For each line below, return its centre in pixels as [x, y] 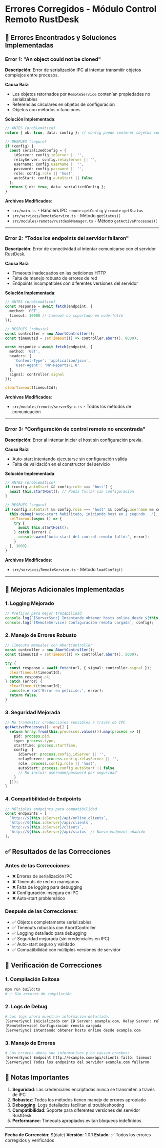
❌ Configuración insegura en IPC [45, 893]
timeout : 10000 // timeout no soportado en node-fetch [66, 316]
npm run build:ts [23, 989]
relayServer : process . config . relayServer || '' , [68, 759]
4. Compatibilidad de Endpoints [43, 799]
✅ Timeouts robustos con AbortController [54, 927]
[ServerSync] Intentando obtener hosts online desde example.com [73, 1030]
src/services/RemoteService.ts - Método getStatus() [66, 216]
